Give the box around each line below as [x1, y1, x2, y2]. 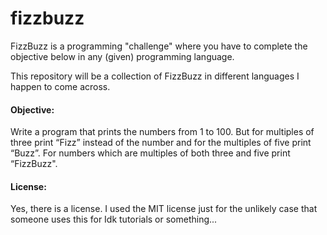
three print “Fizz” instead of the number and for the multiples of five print [10, 137, 312, 149]
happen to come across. [10, 80, 111, 92]
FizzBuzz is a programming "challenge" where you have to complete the [10, 40, 308, 52]
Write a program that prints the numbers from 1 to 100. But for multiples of [10, 126, 315, 138]
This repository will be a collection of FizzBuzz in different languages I [10, 70, 300, 82]
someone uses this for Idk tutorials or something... [10, 213, 218, 226]
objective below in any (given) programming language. [10, 50, 235, 62]
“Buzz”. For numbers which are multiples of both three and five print [10, 147, 291, 159]
